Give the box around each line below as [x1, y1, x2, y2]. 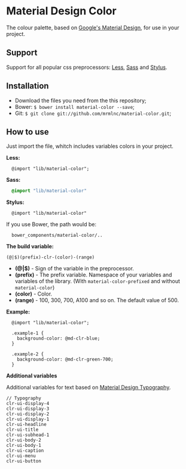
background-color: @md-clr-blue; [17, 336, 100, 342]
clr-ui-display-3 [6, 406, 50, 412]
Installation [6, 81, 49, 91]
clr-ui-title [6, 427, 39, 433]
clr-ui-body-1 [6, 443, 42, 449]
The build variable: [6, 243, 54, 250]
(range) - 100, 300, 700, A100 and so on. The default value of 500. [14, 297, 179, 304]
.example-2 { [11, 351, 44, 357]
